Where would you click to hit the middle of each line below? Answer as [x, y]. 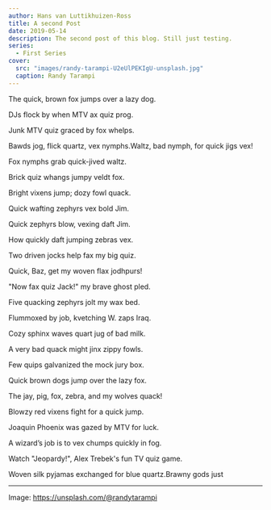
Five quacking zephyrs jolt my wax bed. [74, 302]
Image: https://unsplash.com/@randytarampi [83, 497]
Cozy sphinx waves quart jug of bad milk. [77, 333]
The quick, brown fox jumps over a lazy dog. [82, 98]
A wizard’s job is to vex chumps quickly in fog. [85, 443]
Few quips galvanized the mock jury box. [77, 365]
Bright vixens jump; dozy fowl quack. [70, 192]
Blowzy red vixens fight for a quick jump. [76, 412]
